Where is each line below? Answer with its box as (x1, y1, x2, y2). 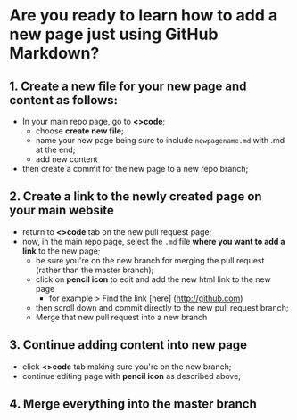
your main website (9, 203, 114, 218)
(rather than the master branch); (35, 264, 154, 275)
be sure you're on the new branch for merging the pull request (35, 254, 265, 265)
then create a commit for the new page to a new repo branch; (21, 164, 249, 174)
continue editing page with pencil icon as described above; (21, 370, 242, 381)
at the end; (35, 144, 76, 155)
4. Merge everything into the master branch (9, 397, 257, 412)
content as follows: (9, 93, 119, 108)
